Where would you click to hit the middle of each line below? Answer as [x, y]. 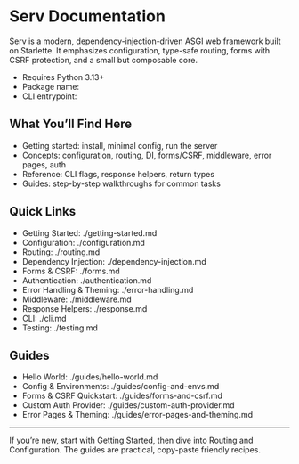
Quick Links [43, 212]
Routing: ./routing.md [61, 252]
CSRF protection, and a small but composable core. [104, 60]
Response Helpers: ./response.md [85, 308]
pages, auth [44, 164]
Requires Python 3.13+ [63, 77]
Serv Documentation [88, 16]
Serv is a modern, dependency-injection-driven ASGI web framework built [145, 41]
